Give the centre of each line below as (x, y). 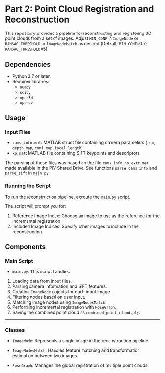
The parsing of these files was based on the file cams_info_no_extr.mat (77, 163)
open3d (26, 98)
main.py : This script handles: (41, 271)
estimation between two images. (45, 355)
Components (25, 247)
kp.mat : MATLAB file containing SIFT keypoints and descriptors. (76, 153)
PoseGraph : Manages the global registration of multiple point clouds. (80, 365)
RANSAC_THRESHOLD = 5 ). (27, 49)
